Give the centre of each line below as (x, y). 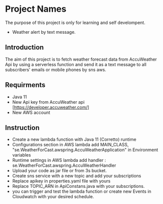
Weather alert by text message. (44, 32)
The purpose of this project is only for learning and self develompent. (75, 23)
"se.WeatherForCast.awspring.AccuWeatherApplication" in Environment (85, 150)
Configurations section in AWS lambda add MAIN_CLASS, (70, 145)
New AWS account (31, 112)
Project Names (36, 9)
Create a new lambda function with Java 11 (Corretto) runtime (74, 139)
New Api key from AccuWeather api (48, 102)
